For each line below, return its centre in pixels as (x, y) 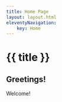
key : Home (29, 28)
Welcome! (18, 94)
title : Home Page (27, 12)
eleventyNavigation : (32, 23)
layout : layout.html (32, 17)
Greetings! (26, 79)
